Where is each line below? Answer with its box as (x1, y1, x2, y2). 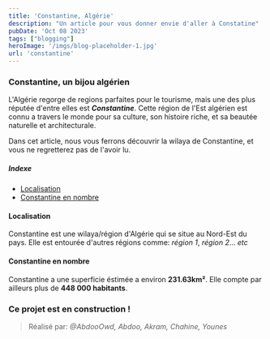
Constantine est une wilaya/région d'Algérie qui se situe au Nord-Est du (8, 229, 247, 239)
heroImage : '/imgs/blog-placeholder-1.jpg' (8, 42, 158, 50)
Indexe (8, 163, 32, 173)
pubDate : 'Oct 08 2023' (8, 27, 89, 35)
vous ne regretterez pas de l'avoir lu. (8, 145, 131, 155)
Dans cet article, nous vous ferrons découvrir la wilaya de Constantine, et (8, 136, 254, 146)
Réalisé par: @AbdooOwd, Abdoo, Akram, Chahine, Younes (28, 321, 228, 331)
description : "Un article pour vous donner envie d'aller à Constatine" (8, 19, 259, 28)
